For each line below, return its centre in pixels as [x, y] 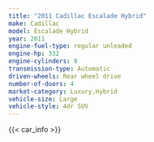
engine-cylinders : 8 [43, 62]
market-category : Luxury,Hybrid [63, 91]
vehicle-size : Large [43, 99]
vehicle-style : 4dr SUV [49, 106]
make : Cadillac [34, 24]
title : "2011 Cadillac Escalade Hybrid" [78, 16]
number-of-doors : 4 [41, 84]
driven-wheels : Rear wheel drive [65, 76]
